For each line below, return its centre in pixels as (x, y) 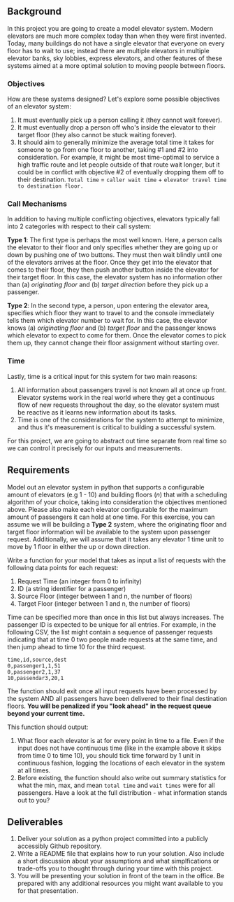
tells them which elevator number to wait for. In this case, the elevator (107, 321)
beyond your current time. (46, 713)
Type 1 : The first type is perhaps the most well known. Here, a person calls (115, 240)
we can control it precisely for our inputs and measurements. (95, 448)
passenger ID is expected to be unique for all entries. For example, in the (112, 624)
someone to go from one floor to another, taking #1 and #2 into (108, 150)
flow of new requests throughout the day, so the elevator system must (118, 405)
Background (34, 12)
